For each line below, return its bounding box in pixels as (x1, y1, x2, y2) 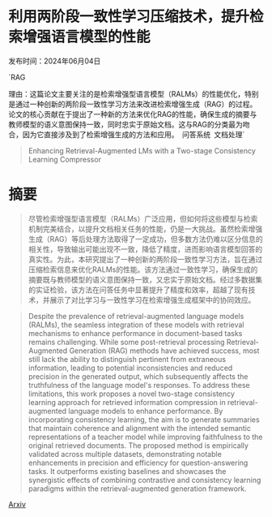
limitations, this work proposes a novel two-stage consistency (28, 389, 235, 399)
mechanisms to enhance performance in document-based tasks (28, 328, 243, 338)
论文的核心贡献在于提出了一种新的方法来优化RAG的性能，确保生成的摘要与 (8, 109, 257, 118)
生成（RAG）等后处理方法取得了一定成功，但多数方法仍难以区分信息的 (28, 234, 263, 243)
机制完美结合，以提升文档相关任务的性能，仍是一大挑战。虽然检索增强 (28, 224, 263, 234)
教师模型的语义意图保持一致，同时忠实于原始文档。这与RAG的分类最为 (8, 119, 243, 129)
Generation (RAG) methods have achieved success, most (69, 346, 260, 355)
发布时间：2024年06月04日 (8, 56, 101, 66)
